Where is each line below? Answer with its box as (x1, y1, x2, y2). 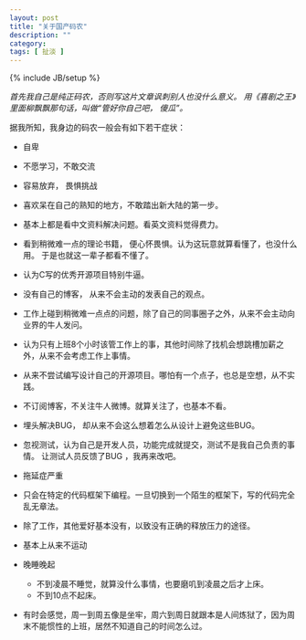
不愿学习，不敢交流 (22, 161, 96, 172)
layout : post (9, 13, 59, 23)
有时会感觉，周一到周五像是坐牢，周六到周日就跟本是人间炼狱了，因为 (22, 609, 288, 621)
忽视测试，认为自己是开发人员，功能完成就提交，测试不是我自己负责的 (22, 439, 288, 450)
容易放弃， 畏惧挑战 (22, 180, 98, 192)
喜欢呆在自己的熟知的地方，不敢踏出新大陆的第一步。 (22, 200, 224, 211)
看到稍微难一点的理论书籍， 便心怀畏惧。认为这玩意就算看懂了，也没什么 (22, 238, 298, 249)
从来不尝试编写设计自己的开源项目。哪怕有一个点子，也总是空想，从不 (22, 370, 288, 381)
